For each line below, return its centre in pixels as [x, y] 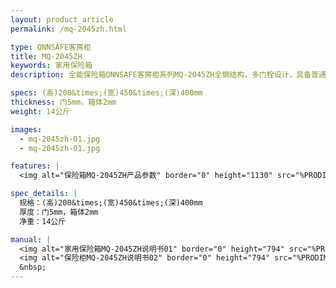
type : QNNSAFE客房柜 [51, 47]
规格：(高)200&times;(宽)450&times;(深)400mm [111, 203]
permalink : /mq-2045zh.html [69, 29]
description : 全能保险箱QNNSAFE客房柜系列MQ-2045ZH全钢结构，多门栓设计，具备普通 [168, 75]
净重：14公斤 [43, 221]
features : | [35, 166]
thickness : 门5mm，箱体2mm [63, 102]
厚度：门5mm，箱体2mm [59, 212]
